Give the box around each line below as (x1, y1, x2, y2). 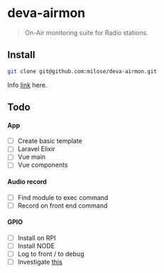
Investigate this (17, 257, 62, 267)
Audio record (7, 177, 48, 186)
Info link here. (7, 80, 48, 89)
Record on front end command (17, 201, 108, 210)
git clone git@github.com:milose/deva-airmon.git (7, 67, 158, 75)
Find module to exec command (17, 193, 109, 201)
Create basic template (17, 137, 83, 145)
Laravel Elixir (17, 145, 55, 153)
